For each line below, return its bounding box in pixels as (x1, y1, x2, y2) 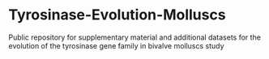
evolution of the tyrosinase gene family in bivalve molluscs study (8, 40, 224, 50)
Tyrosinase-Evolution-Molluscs (8, 6, 226, 24)
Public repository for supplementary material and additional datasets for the (8, 32, 262, 42)
